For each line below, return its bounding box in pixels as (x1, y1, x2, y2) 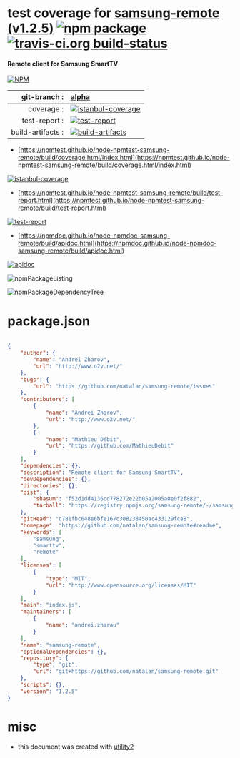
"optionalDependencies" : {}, (20, 648, 107, 655)
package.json (7, 313, 91, 329)
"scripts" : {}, (20, 681, 66, 688)
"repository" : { (20, 655, 69, 662)
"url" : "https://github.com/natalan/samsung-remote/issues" (33, 383, 216, 390)
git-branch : (21, 92, 64, 102)
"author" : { (20, 350, 56, 357)
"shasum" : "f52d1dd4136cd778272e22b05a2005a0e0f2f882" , (33, 495, 203, 502)
